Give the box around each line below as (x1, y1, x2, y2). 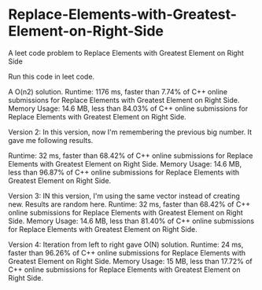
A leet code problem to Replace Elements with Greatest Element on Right (8, 48, 244, 57)
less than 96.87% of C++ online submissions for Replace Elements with (8, 167, 240, 177)
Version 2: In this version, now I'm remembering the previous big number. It (8, 127, 253, 137)
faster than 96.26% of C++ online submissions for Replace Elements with (8, 248, 246, 257)
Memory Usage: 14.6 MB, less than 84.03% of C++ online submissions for (8, 104, 249, 113)
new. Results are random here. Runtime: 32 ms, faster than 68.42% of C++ (8, 199, 250, 209)
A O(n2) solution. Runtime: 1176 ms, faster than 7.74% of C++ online (8, 86, 228, 96)
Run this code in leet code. (8, 72, 95, 81)
